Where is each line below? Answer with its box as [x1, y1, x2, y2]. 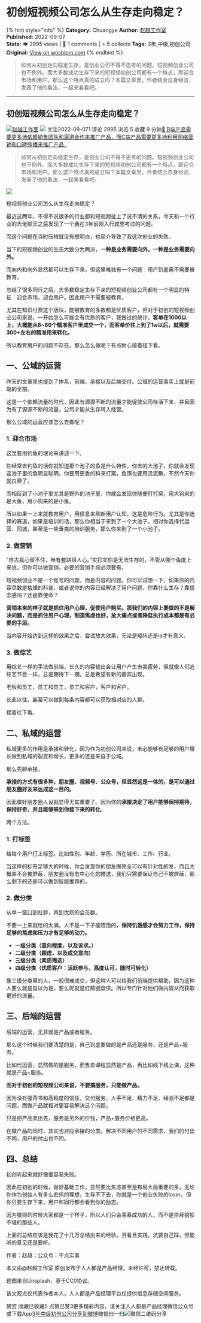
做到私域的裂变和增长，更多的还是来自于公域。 [11, 753, 127, 760]
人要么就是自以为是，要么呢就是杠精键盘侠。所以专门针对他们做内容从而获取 [6, 984, 195, 992]
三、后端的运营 [6, 1011, 62, 1021]
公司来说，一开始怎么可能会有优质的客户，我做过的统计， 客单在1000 [11, 314, 182, 321]
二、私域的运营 [6, 728, 62, 738]
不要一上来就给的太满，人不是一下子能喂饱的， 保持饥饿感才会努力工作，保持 [6, 921, 195, 929]
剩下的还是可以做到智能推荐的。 [11, 878, 90, 885]
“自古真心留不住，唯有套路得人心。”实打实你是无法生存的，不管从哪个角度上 [6, 556, 192, 563]
